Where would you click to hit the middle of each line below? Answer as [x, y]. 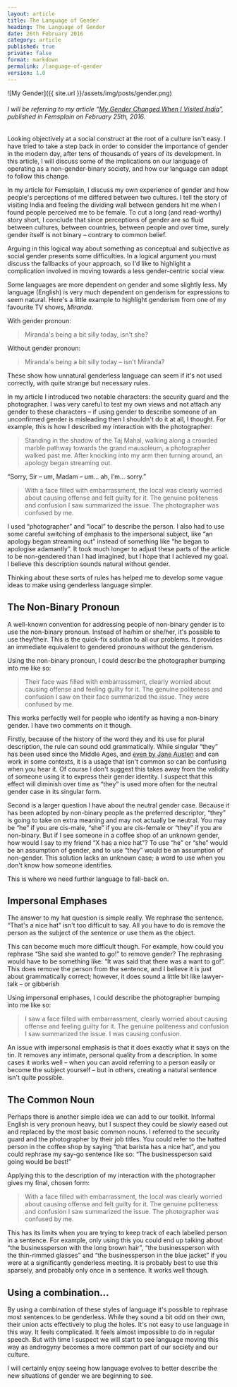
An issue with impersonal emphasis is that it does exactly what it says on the [119, 1047]
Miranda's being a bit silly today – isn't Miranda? [95, 361]
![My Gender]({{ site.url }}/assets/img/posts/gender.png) [90, 93]
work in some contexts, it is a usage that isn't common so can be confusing [117, 761]
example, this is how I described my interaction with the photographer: [110, 426]
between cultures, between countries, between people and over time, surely [118, 227]
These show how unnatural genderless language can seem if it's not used [115, 376]
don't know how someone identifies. [60, 865]
